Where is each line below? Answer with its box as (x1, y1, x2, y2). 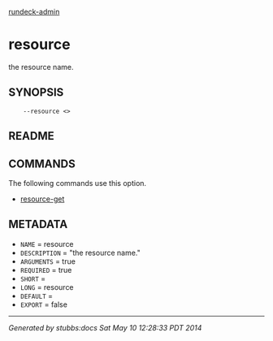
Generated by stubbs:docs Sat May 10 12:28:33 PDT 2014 (8, 322, 202, 332)
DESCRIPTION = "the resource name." (19, 248, 141, 257)
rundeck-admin (8, 7, 60, 16)
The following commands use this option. (8, 178, 147, 188)
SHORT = (19, 274, 46, 283)
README (8, 129, 54, 143)
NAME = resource (19, 239, 75, 248)
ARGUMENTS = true (19, 256, 76, 266)
